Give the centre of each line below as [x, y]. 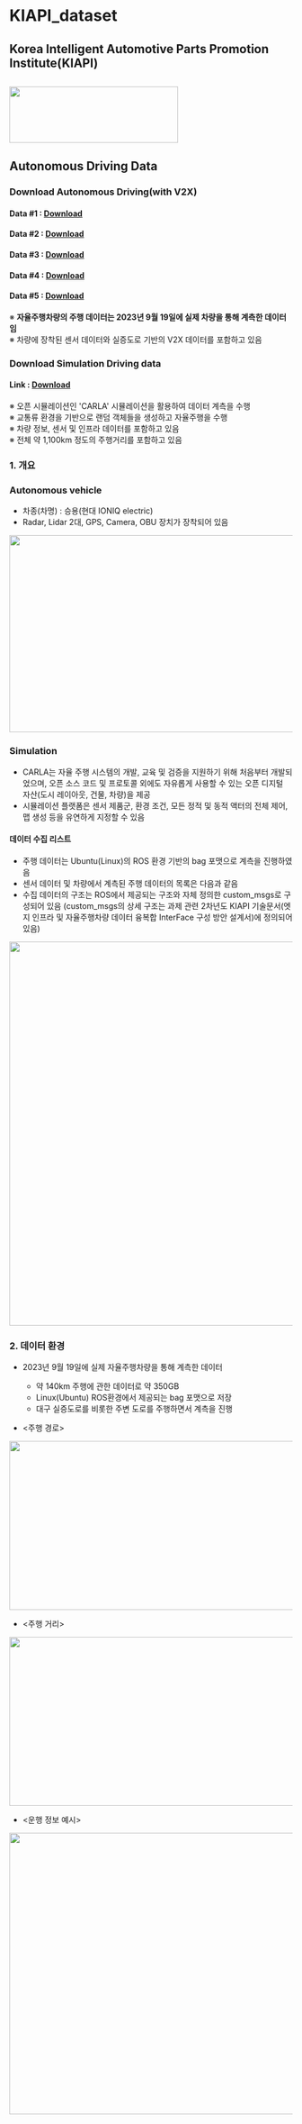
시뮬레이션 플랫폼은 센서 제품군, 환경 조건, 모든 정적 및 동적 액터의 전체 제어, [155, 805]
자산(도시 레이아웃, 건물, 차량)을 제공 [86, 794]
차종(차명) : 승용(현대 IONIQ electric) [88, 511]
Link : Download [40, 385]
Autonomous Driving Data [84, 166]
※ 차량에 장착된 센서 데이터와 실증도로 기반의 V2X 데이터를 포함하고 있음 [136, 340]
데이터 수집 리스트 [40, 840]
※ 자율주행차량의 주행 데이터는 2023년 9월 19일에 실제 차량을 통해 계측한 [136, 317]
